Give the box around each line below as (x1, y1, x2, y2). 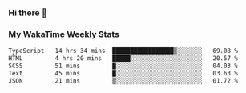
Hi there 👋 (8, 7, 48, 18)
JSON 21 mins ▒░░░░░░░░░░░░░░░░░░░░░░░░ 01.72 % (8, 76, 239, 85)
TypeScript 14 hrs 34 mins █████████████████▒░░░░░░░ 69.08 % (8, 47, 239, 55)
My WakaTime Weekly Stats (8, 28, 120, 39)
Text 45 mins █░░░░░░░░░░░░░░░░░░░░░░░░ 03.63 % (8, 69, 239, 77)
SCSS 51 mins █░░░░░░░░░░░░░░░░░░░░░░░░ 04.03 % (8, 62, 239, 70)
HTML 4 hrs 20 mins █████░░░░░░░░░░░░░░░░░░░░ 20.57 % (8, 55, 239, 63)
